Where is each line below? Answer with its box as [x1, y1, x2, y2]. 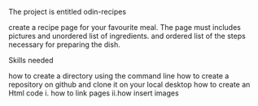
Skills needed [8, 56, 55, 65]
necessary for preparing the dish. [8, 40, 120, 49]
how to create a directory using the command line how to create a [8, 71, 230, 80]
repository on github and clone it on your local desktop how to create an [8, 80, 251, 89]
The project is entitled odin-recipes [8, 7, 127, 16]
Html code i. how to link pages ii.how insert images [8, 88, 179, 98]
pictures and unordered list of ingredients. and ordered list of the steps [8, 32, 246, 40]
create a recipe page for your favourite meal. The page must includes [8, 23, 242, 32]
